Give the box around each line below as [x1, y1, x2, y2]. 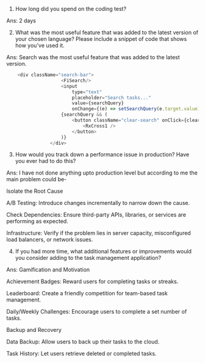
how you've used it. [15, 42, 65, 49]
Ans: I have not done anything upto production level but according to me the [6, 169, 198, 176]
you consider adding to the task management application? [15, 254, 162, 262]
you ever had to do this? [15, 157, 76, 165]
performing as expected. [6, 218, 68, 225]
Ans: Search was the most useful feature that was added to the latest [6, 54, 180, 60]
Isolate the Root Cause [6, 187, 63, 195]
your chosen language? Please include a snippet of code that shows [15, 35, 187, 42]
